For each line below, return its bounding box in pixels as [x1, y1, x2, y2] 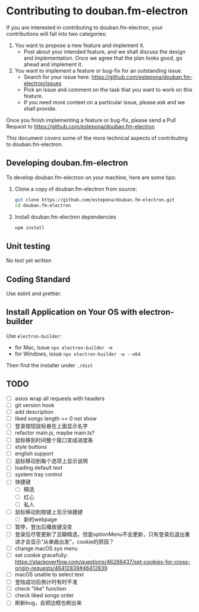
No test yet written [6, 257, 52, 264]
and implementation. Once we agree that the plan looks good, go [23, 54, 183, 61]
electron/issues [23, 79, 62, 87]
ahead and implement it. [23, 61, 83, 68]
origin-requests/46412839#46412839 [14, 564, 108, 572]
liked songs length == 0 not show [14, 415, 97, 422]
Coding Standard [6, 274, 71, 284]
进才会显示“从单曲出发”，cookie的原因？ [14, 538, 115, 545]
